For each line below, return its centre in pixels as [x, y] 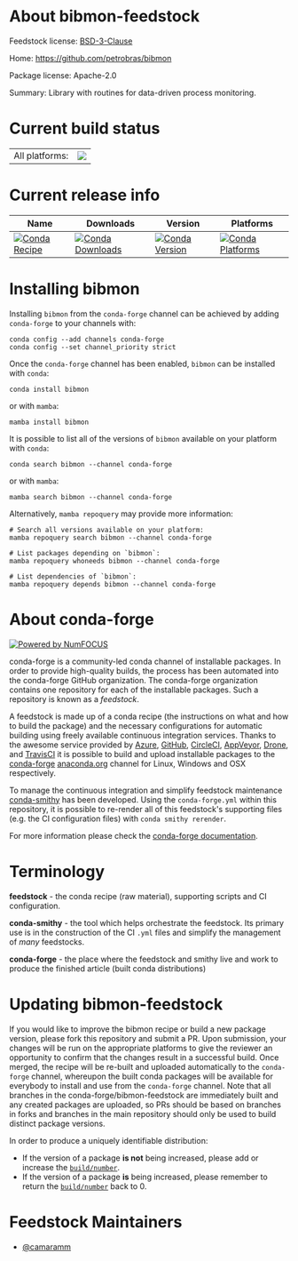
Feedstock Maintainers [96, 1221]
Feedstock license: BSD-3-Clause [71, 41]
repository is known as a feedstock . [74, 698]
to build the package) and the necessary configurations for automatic [136, 725]
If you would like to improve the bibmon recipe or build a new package [137, 1029]
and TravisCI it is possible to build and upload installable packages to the [142, 754]
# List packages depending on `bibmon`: [85, 553]
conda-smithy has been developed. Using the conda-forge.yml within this [143, 799]
